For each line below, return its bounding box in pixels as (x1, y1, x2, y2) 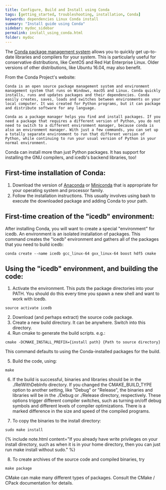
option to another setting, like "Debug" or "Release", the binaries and (12, 387, 153, 393)
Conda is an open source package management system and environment (5, 84, 150, 89)
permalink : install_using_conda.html (5, 30, 83, 35)
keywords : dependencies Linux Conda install (5, 16, 99, 21)
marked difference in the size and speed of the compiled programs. (12, 408, 150, 414)
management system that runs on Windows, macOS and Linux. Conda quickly (5, 88, 161, 93)
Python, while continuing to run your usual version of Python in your (5, 136, 156, 141)
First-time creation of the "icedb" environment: (5, 212, 155, 221)
